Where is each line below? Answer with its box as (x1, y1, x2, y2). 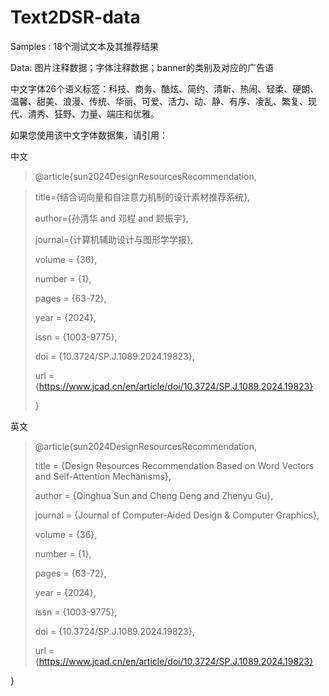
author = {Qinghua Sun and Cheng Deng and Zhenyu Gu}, (34, 489, 274, 501)
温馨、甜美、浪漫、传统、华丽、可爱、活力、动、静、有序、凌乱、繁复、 (10, 95, 308, 107)
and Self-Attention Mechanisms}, (34, 470, 172, 482)
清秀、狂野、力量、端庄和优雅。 (27, 107, 160, 120)
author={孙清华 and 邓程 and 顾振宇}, (34, 212, 189, 224)
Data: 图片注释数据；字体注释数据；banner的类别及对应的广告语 (10, 61, 274, 73)
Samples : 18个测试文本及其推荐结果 (10, 40, 159, 52)
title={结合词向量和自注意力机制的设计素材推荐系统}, (34, 191, 251, 203)
